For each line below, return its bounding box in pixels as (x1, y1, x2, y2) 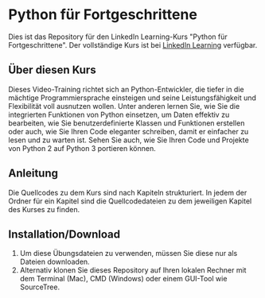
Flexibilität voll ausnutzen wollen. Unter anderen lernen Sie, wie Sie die (8, 101, 240, 110)
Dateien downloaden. (19, 257, 90, 267)
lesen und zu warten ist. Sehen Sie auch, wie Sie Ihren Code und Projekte (8, 135, 249, 145)
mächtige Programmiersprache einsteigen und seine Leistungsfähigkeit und (8, 93, 257, 103)
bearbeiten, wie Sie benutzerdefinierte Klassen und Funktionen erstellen (8, 118, 245, 128)
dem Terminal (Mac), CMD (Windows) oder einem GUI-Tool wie (19, 274, 228, 284)
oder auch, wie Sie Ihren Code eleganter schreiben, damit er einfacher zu (8, 126, 249, 136)
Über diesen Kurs (8, 64, 97, 77)
